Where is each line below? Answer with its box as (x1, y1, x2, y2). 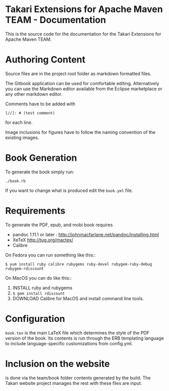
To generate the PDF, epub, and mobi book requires (5, 222, 113, 228)
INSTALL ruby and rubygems (12, 285, 73, 291)
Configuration (5, 313, 66, 324)
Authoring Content (5, 54, 86, 66)
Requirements (5, 205, 66, 216)
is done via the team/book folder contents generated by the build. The (5, 374, 151, 381)
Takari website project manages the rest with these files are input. (5, 380, 142, 386)
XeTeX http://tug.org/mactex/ (12, 237, 73, 243)
